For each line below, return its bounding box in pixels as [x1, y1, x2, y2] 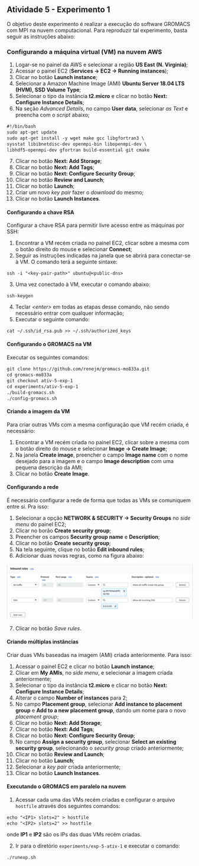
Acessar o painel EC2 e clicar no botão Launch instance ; [15, 663, 155, 670]
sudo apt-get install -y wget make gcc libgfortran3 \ [6, 135, 145, 141]
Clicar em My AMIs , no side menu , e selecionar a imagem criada [15, 669, 173, 676]
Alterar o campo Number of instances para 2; [15, 694, 128, 701]
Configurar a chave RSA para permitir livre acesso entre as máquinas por [6, 222, 185, 229]
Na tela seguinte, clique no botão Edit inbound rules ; [15, 546, 145, 553]
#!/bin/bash [6, 123, 36, 129]
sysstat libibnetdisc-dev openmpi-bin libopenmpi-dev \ [6, 141, 147, 147]
